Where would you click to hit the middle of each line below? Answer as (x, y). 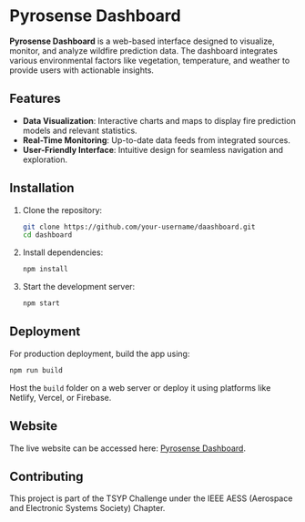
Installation (42, 188)
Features (35, 99)
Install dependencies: (63, 252)
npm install (45, 270)
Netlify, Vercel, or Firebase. (61, 397)
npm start (41, 303)
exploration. (45, 159)
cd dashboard (47, 235)
